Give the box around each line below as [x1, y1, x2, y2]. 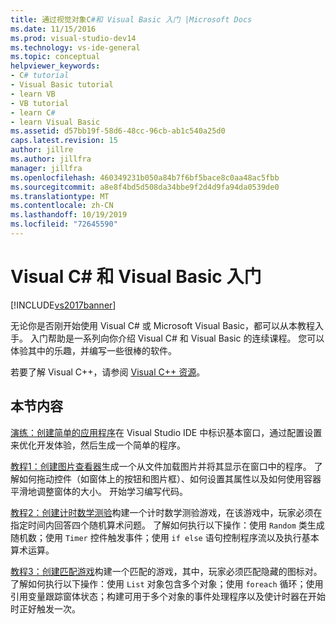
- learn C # [10, 107, 56, 118]
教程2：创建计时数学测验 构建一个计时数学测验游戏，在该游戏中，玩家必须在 [10, 506, 323, 518]
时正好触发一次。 [10, 602, 81, 615]
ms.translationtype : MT [10, 191, 110, 201]
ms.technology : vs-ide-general [10, 42, 141, 53]
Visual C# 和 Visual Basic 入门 [10, 266, 262, 288]
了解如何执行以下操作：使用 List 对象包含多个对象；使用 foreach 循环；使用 [10, 577, 324, 590]
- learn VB [10, 89, 56, 99]
